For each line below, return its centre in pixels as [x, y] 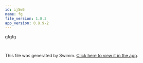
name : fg [14, 14]
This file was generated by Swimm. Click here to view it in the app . [72, 56]
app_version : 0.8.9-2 [27, 23]
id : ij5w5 [15, 9]
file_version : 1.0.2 [26, 18]
